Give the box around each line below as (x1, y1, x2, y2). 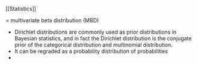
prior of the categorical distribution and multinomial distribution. (14, 42, 173, 48)
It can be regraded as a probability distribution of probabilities (14, 48, 168, 55)
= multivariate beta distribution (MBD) (5, 17, 99, 23)
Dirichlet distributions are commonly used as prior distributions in (14, 28, 177, 36)
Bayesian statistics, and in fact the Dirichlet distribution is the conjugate (14, 35, 192, 42)
